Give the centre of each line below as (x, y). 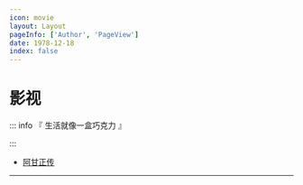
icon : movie (32, 18)
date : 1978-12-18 (42, 43)
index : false (34, 51)
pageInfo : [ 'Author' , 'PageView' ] (74, 34)
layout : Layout (38, 26)
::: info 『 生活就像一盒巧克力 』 (68, 125)
